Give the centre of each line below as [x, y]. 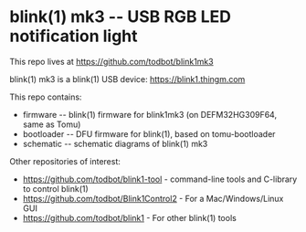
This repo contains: [46, 97]
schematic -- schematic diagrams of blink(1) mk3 [115, 143]
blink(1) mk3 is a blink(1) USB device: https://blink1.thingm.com [127, 79]
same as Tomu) [52, 124]
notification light [74, 36]
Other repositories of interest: [65, 161]
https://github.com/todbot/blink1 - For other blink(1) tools [130, 217]
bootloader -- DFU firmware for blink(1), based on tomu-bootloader [149, 133]
